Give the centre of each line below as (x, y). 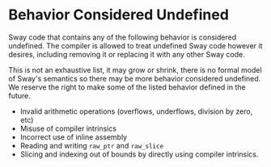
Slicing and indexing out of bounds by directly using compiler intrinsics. (139, 154)
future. (19, 95)
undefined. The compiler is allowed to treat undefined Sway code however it (135, 45)
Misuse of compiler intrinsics (68, 128)
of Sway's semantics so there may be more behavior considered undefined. (135, 78)
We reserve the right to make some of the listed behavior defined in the (127, 87)
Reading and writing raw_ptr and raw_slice (92, 145)
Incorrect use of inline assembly (74, 137)
